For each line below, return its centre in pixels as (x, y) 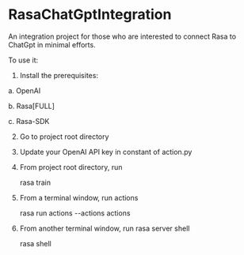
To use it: (23, 60)
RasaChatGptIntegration (90, 15)
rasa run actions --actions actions (75, 213)
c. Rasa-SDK (29, 121)
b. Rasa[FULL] (32, 106)
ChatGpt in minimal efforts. (52, 44)
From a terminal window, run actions (79, 197)
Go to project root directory (64, 137)
